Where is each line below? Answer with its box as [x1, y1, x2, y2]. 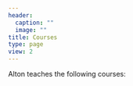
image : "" [15, 26, 47, 34]
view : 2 [8, 48, 34, 56]
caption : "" [15, 19, 55, 27]
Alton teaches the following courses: [8, 70, 127, 78]
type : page [8, 41, 44, 48]
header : [8, 11, 34, 20]
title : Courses [8, 33, 58, 41]
